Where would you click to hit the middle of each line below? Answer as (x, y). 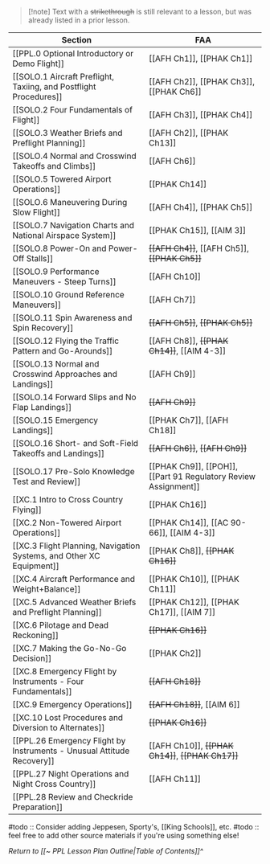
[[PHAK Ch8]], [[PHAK (191, 551)
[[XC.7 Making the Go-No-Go (70, 648)
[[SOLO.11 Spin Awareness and (72, 318)
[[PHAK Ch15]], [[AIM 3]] (197, 230)
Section (77, 40)
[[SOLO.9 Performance (56, 271)
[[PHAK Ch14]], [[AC (188, 523)
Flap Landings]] (42, 407)
